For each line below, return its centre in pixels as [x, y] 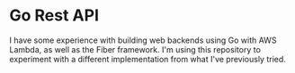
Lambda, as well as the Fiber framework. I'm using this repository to [135, 49]
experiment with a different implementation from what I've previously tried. [147, 59]
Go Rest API [54, 16]
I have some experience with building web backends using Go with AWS [143, 40]
